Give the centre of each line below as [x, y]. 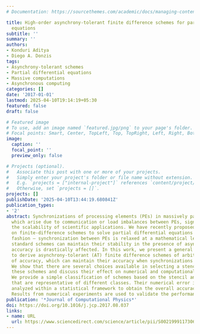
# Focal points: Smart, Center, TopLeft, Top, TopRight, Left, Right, [96, 133]
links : [14, 311]
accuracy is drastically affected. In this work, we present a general [102, 249]
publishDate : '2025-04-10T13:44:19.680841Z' [62, 200]
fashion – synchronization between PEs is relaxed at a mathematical [99, 239]
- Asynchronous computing [38, 84]
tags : [13, 61]
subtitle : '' [22, 33]
